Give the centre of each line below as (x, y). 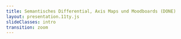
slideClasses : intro (31, 22)
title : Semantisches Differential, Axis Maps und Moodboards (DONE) (91, 11)
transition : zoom (27, 27)
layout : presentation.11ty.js (43, 17)
